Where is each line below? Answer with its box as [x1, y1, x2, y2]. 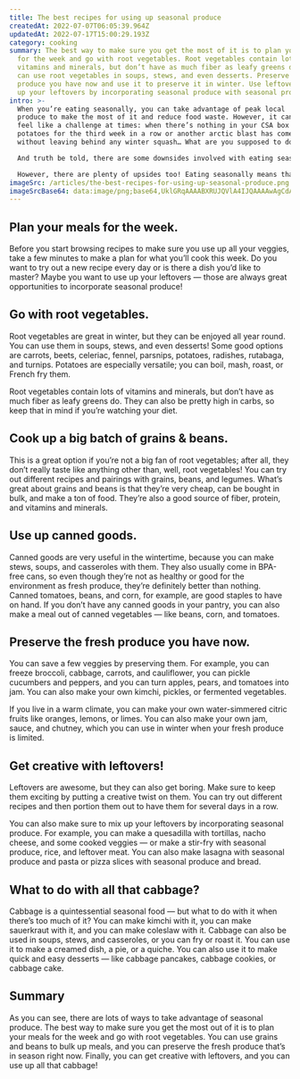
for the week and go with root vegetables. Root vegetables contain [17, 54, 278, 63]
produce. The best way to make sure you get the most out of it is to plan [9, 1022, 275, 1033]
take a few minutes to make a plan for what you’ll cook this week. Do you [9, 253, 278, 263]
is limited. [9, 732, 45, 743]
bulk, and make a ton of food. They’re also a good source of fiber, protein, [9, 492, 281, 503]
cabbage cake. [9, 962, 64, 974]
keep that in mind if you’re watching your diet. [9, 405, 179, 415]
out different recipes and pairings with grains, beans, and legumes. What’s [9, 473, 283, 484]
